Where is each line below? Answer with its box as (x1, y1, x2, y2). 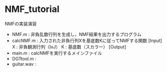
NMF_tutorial (5, 3, 60, 15)
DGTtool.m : (12, 55, 37, 61)
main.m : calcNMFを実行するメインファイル (12, 50, 102, 56)
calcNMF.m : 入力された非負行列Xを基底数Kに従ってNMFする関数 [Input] (12, 37, 162, 43)
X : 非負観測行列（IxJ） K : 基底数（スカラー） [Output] (12, 43, 126, 49)
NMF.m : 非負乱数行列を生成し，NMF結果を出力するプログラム (12, 31, 142, 37)
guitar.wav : (12, 61, 36, 67)
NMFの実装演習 (5, 20, 37, 26)
